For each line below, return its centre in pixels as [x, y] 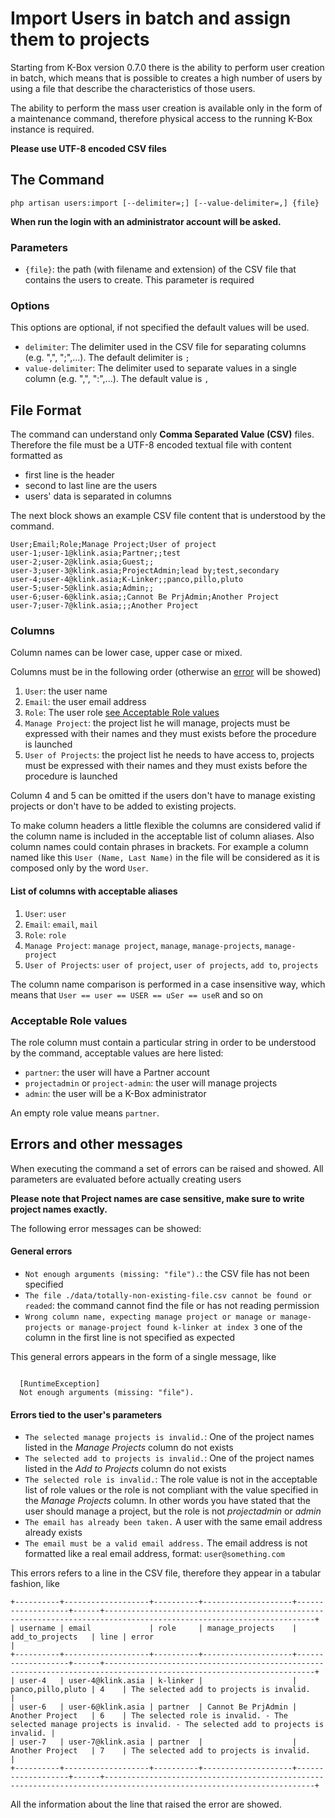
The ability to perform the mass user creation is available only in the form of [166, 108]
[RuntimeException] [60, 1383]
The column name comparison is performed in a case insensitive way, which [168, 984]
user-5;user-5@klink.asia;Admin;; [82, 588]
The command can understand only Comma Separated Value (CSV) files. [162, 434]
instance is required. [52, 129]
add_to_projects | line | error [82, 1637]
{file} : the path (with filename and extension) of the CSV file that [160, 269]
